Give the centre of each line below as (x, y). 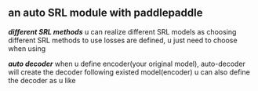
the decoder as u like (42, 80)
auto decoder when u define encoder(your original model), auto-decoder (127, 64)
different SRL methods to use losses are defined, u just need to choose (123, 40)
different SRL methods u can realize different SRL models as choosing (122, 31)
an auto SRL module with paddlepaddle (105, 13)
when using (27, 48)
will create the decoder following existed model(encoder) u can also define (129, 72)
